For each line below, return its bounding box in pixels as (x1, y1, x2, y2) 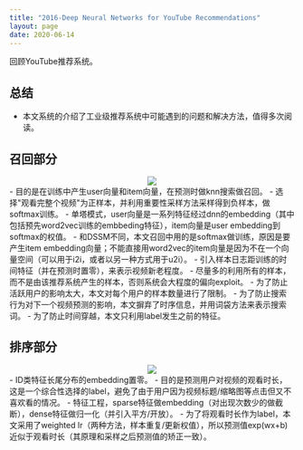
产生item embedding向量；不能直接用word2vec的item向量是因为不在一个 (9, 243, 282, 254)
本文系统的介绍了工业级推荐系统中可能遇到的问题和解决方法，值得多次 (22, 110, 285, 122)
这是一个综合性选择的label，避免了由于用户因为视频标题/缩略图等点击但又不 (9, 386, 292, 397)
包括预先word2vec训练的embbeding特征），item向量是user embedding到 (9, 220, 280, 231)
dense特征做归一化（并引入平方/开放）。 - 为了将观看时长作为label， (28, 408, 283, 419)
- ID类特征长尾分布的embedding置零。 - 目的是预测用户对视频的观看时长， (9, 374, 288, 385)
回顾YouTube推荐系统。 (9, 56, 98, 67)
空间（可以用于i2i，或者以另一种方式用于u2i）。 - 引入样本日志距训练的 (16, 254, 279, 264)
